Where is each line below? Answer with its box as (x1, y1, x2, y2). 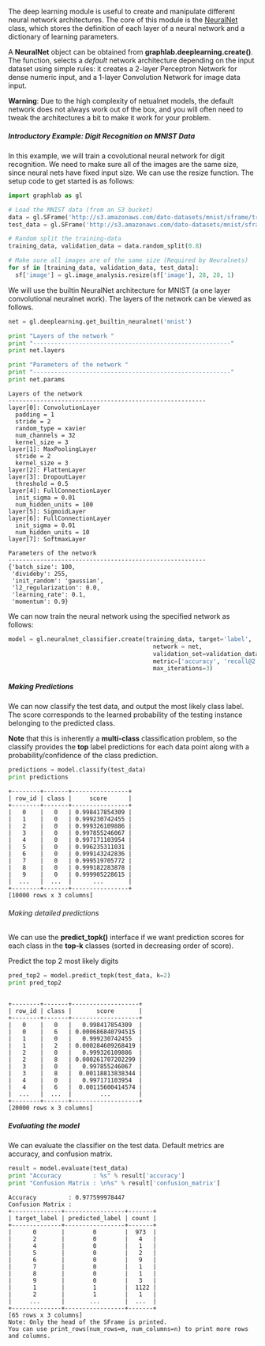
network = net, (152, 643, 203, 650)
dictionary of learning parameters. (8, 32, 120, 41)
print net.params (8, 376, 65, 384)
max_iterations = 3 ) (152, 665, 214, 673)
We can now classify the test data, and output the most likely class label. (8, 702, 244, 711)
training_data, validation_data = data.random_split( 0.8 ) (8, 242, 203, 250)
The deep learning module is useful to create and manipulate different (8, 7, 235, 16)
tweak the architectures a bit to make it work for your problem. (8, 113, 211, 122)
